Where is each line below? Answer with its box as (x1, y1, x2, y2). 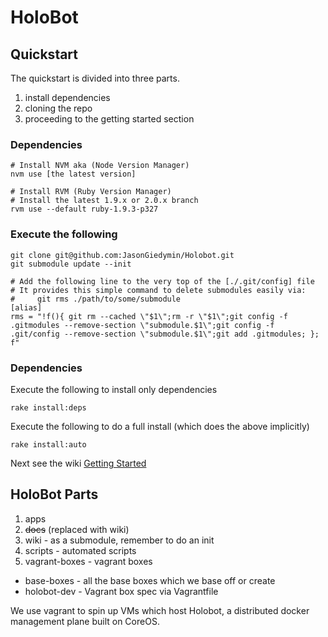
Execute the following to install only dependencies (10, 383, 218, 395)
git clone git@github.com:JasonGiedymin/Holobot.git (10, 250, 235, 260)
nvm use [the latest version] (10, 169, 137, 180)
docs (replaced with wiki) (24, 523, 130, 535)
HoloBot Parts (10, 486, 99, 503)
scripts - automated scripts (24, 544, 137, 556)
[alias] (10, 302, 43, 313)
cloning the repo (24, 102, 93, 114)
